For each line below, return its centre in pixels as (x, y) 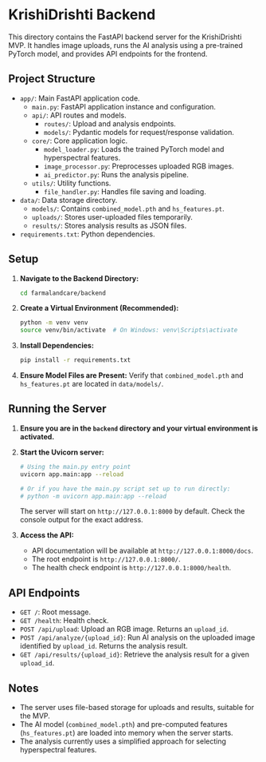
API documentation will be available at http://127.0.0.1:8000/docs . (142, 551)
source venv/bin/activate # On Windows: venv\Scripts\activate (129, 330)
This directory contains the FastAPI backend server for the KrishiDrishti (125, 37)
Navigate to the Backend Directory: (79, 278)
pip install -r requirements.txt (75, 360)
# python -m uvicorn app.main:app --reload (93, 496)
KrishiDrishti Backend (82, 15)
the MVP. (35, 716)
